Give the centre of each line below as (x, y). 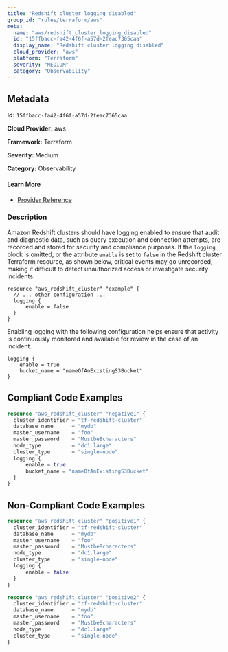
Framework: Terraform (40, 142)
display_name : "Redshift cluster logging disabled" (89, 45)
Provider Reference (44, 199)
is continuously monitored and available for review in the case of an (103, 339)
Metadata (28, 99)
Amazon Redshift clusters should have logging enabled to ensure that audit (113, 232)
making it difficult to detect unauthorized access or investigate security (108, 269)
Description (27, 217)
